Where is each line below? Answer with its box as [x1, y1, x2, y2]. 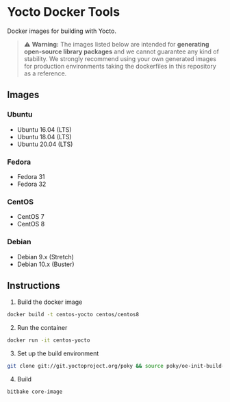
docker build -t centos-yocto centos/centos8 [7, 311, 139, 318]
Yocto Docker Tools [7, 4, 120, 20]
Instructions [7, 279, 60, 292]
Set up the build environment [16, 349, 99, 357]
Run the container [16, 324, 68, 332]
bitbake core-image [7, 388, 63, 395]
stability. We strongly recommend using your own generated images [23, 54, 217, 62]
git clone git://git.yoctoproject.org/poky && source [7, 363, 164, 370]
